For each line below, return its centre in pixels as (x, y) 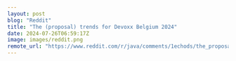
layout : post (26, 14)
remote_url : (25, 46)
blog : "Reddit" (29, 20)
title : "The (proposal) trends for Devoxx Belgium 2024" (92, 27)
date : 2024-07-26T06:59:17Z (48, 33)
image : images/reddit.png (45, 40)
